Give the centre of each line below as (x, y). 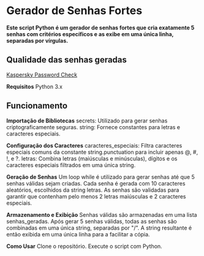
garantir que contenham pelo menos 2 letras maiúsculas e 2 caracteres (96, 196)
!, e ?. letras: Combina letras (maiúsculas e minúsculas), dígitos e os (92, 158)
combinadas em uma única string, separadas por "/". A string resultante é (99, 228)
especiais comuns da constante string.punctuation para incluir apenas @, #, (102, 152)
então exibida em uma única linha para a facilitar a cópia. (78, 234)
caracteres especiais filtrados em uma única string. (71, 165)
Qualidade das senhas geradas (67, 60)
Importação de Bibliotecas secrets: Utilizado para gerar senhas (87, 121)
